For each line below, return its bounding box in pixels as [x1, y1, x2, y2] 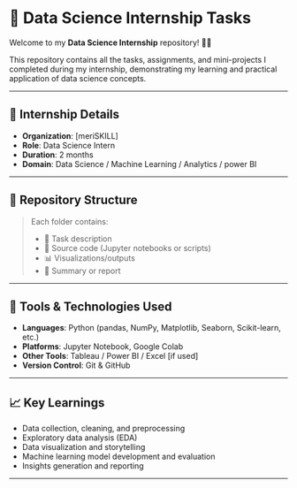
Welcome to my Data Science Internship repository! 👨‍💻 [9, 37, 212, 48]
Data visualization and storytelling [21, 442, 146, 453]
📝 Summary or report [43, 265, 121, 276]
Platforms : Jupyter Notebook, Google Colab [21, 341, 184, 352]
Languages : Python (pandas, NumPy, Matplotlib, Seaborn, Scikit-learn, [21, 323, 281, 333]
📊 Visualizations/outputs [43, 252, 135, 263]
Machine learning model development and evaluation [21, 451, 216, 462]
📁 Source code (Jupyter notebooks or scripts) [43, 242, 212, 253]
